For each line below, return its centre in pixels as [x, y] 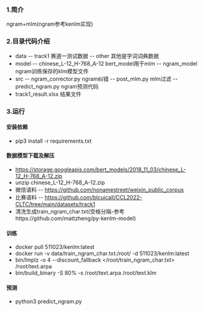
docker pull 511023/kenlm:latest [55, 247]
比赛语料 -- [29, 197]
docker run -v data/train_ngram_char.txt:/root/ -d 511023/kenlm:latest [102, 254]
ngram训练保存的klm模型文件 [52, 71]
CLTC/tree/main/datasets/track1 [55, 204]
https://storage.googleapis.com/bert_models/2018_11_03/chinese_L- [100, 170]
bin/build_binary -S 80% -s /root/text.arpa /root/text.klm [86, 273]
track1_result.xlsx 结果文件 [48, 94]
